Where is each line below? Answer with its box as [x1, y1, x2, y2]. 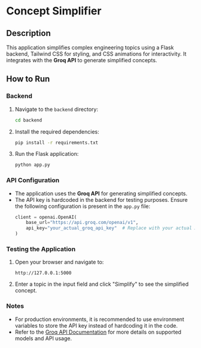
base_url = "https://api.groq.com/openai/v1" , [26, 220, 139, 226]
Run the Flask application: [14, 150, 79, 158]
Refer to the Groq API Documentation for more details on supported [14, 328, 181, 335]
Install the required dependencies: [14, 128, 100, 135]
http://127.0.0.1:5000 [14, 270, 72, 276]
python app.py [14, 162, 50, 168]
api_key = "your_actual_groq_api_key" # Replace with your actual [26, 225, 193, 231]
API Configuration [6, 176, 60, 184]
